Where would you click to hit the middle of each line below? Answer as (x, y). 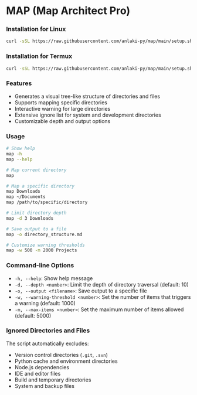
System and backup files (45, 386)
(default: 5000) (33, 315)
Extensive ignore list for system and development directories (88, 115)
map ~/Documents (26, 197)
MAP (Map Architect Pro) (68, 11)
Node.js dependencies (42, 367)
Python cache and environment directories (66, 361)
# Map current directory (36, 170)
